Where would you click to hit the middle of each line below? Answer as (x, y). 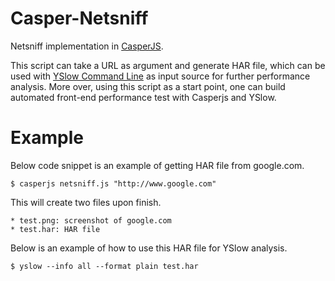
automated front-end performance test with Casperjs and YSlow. (143, 97)
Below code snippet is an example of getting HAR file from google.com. (157, 165)
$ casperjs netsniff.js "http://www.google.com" (113, 183)
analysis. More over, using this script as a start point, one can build (148, 86)
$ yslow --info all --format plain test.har (104, 266)
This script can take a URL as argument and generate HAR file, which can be (168, 65)
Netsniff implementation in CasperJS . (87, 46)
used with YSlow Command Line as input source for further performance (160, 76)
